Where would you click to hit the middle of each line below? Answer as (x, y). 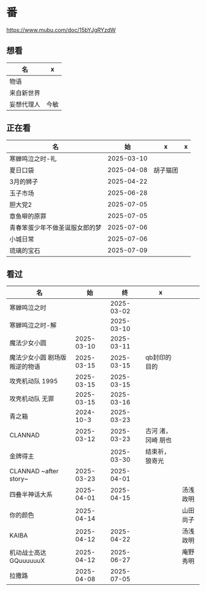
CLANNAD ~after (34, 471)
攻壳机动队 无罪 (32, 399)
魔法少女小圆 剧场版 (38, 358)
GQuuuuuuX (27, 561)
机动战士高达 (28, 553)
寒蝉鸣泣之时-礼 (33, 159)
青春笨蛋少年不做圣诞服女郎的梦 (56, 227)
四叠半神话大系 (31, 495)
